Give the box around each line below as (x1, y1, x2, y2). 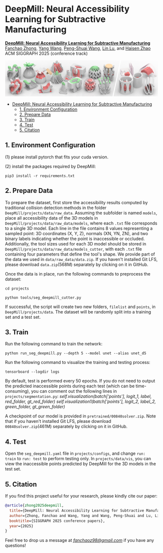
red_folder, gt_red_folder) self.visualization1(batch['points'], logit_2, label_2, (5, 398, 156, 404)
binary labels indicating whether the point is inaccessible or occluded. (5, 236, 145, 242)
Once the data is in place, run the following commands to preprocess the (5, 271, 151, 276)
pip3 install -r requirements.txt (5, 173, 75, 178)
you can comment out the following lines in (31, 388, 117, 394)
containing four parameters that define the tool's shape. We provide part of (5, 251, 155, 257)
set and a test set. (5, 314, 41, 320)
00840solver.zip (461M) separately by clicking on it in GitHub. (5, 424, 128, 430)
